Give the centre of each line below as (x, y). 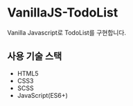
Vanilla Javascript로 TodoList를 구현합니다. (67, 32)
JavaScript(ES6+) (42, 95)
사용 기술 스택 (35, 56)
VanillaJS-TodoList (63, 13)
